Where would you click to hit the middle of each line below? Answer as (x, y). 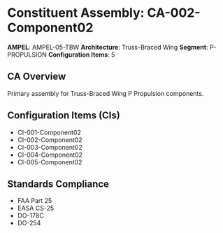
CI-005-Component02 (50, 162)
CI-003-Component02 (50, 147)
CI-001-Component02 (49, 132)
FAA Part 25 (35, 201)
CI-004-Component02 (50, 155)
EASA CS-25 (36, 209)
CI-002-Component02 (50, 140)
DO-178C (30, 216)
